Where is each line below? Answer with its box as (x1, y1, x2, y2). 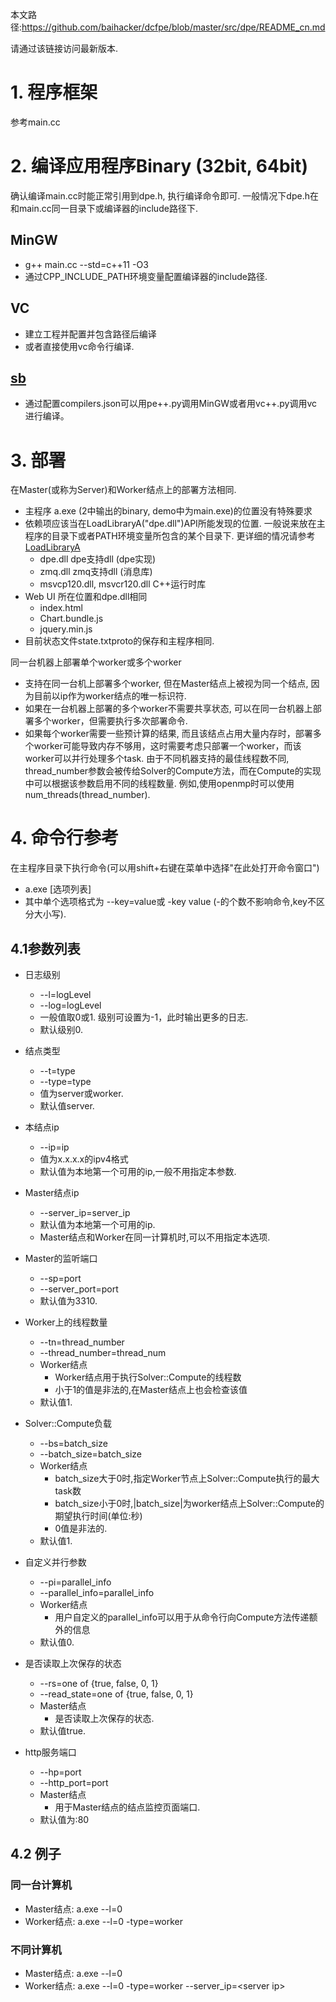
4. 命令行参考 (10, 827, 120, 850)
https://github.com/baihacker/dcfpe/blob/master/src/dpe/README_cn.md (21, 21, 326, 33)
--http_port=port (39, 1777, 109, 1788)
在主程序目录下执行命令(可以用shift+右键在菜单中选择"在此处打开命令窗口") (10, 862, 320, 874)
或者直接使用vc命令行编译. (24, 340, 135, 352)
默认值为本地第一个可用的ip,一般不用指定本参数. (39, 1166, 237, 1177)
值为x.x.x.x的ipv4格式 (39, 1153, 129, 1165)
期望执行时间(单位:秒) (54, 1510, 143, 1522)
